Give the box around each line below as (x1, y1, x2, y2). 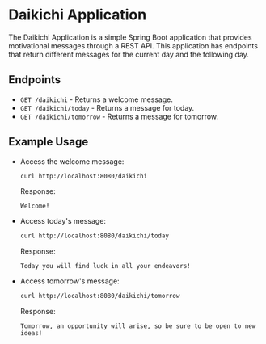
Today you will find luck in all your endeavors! (19, 262, 192, 271)
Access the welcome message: (19, 156, 125, 166)
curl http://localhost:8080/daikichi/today (19, 232, 170, 240)
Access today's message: (19, 216, 107, 226)
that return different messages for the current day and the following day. (8, 49, 249, 59)
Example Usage (8, 135, 89, 149)
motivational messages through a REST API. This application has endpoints (8, 40, 259, 50)
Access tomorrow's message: (19, 276, 120, 286)
